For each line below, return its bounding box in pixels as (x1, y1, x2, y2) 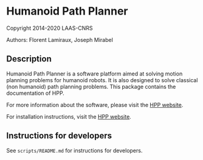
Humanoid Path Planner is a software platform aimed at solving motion (6, 70, 183, 77)
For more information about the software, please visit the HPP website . (6, 101, 184, 108)
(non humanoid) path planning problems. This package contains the (6, 83, 176, 90)
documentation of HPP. (6, 89, 65, 97)
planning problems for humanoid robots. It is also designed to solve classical (6, 76, 198, 83)
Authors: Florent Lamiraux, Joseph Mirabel (6, 36, 114, 43)
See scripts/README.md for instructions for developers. (6, 147, 143, 154)
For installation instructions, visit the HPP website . (6, 113, 132, 120)
